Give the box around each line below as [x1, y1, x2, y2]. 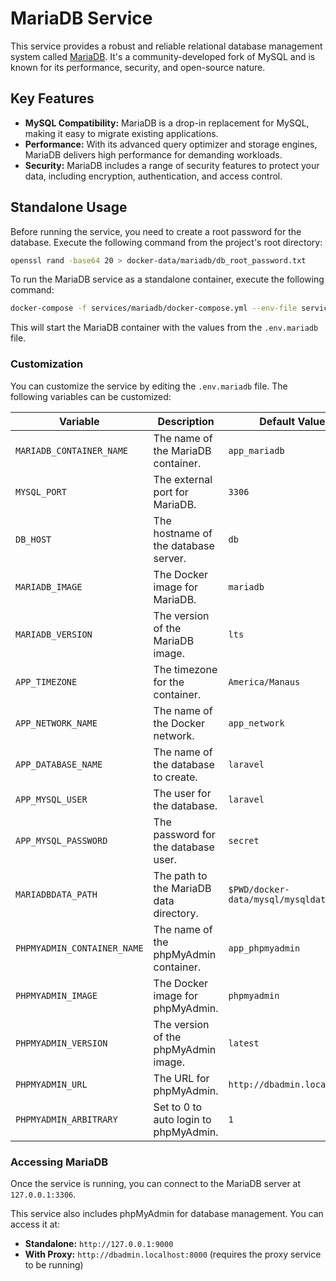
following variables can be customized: [10, 390, 172, 402]
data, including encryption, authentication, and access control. [24, 170, 283, 182]
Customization [10, 357, 84, 371]
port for [153, 485, 189, 499]
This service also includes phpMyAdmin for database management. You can [10, 1207, 324, 1219]
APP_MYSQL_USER [15, 793, 88, 805]
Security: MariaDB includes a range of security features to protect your [24, 159, 320, 171]
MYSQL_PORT [15, 486, 67, 497]
